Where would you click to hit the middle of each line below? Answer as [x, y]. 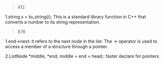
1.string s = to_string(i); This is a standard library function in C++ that [76, 17]
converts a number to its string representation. [53, 22]
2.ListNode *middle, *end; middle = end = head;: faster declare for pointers [82, 56]
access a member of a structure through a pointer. [57, 46]
